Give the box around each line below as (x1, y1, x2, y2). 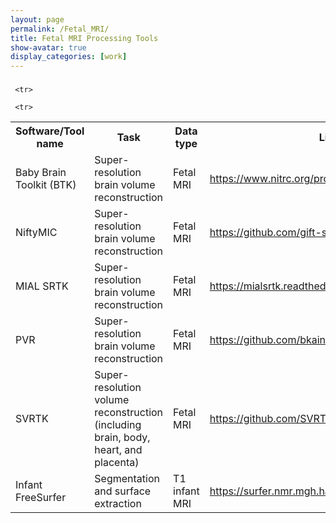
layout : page (10, 14, 65, 25)
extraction (94, 497, 142, 511)
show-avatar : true (10, 42, 87, 53)
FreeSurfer (15, 491, 67, 505)
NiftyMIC (15, 226, 58, 240)
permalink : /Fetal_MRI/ (10, 24, 110, 34)
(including (94, 418, 142, 432)
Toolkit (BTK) (15, 178, 77, 192)
